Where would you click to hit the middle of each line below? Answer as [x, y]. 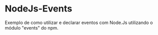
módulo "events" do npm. [32, 27]
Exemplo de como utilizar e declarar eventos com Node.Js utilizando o [79, 22]
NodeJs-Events [38, 9]
